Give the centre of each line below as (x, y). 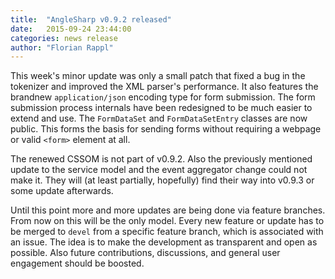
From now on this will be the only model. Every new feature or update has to (167, 221)
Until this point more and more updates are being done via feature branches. (168, 210)
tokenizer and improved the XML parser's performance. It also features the (164, 87)
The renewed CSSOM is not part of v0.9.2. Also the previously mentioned (161, 159)
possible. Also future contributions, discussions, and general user (145, 253)
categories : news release (64, 38)
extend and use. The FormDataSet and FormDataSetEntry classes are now (159, 118)
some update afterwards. (62, 191)
